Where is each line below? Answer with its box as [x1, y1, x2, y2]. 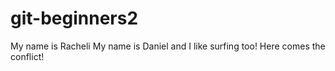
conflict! [10, 50, 45, 62]
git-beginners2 [10, 7, 139, 30]
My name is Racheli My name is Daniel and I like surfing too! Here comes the [10, 40, 326, 52]
